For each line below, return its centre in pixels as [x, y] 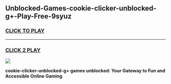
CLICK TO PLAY [25, 31]
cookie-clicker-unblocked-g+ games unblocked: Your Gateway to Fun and [85, 70]
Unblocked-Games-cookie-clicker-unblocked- [81, 8]
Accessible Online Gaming [34, 76]
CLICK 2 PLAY [23, 50]
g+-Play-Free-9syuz [39, 17]
